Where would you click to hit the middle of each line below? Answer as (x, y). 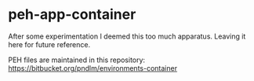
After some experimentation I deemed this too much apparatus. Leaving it (127, 36)
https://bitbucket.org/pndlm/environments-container (93, 68)
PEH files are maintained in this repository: (77, 60)
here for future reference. (49, 44)
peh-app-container (72, 15)
